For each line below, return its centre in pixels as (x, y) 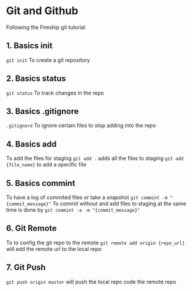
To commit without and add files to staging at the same (119, 204)
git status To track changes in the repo (55, 93)
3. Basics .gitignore (43, 111)
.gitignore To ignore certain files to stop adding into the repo (81, 126)
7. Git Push (26, 268)
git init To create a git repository (48, 60)
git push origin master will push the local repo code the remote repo (91, 282)
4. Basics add (32, 144)
